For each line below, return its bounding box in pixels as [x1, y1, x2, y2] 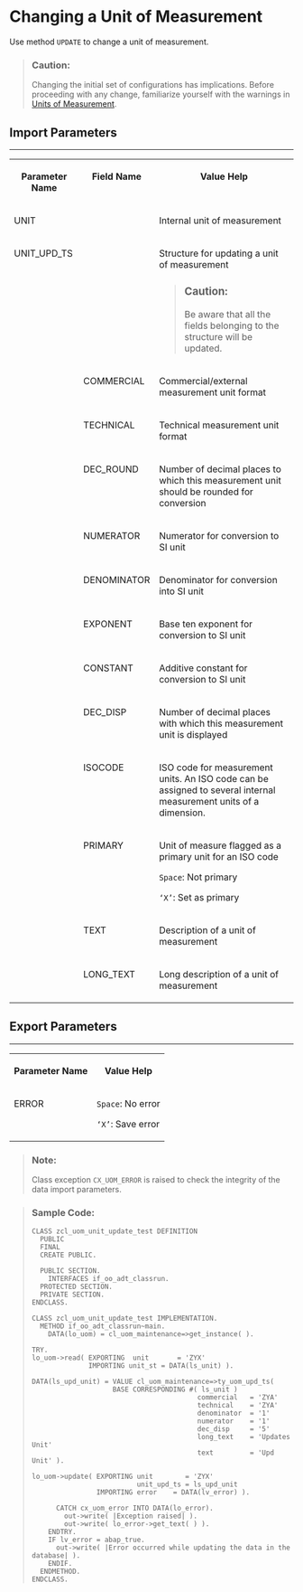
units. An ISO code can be [159, 772, 269, 785]
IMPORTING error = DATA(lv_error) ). [96, 1488, 251, 1497]
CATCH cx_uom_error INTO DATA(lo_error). [55, 1503, 214, 1513]
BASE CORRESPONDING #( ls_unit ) [112, 1385, 238, 1394]
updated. [184, 342, 223, 354]
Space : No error [96, 1097, 161, 1109]
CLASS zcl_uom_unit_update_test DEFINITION [31, 1227, 198, 1236]
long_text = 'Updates [197, 1433, 290, 1442]
